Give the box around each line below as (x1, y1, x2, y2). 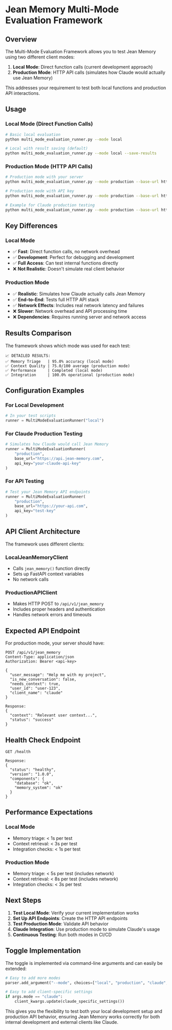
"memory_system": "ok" (14, 785, 63, 791)
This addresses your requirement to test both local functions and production (5, 85, 166, 91)
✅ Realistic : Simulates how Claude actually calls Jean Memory (12, 291, 145, 297)
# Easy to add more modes (5, 975, 60, 980)
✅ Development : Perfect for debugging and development (12, 254, 135, 260)
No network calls (12, 576, 49, 582)
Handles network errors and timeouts (12, 612, 92, 618)
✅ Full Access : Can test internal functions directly (12, 260, 119, 266)
